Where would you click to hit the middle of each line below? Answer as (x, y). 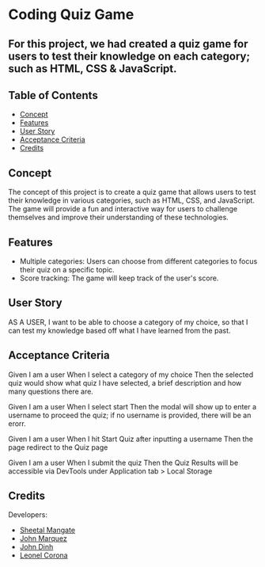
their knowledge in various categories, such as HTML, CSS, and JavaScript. (132, 200)
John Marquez (43, 538)
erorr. (17, 423)
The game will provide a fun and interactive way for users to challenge (123, 209)
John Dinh (36, 547)
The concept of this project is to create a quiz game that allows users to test (132, 192)
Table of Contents (53, 95)
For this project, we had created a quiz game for (128, 44)
